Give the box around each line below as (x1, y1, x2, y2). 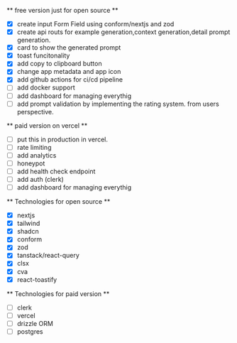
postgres (16, 327, 43, 336)
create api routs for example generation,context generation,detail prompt (16, 28, 231, 36)
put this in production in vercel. (16, 135, 108, 143)
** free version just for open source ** (6, 6, 118, 14)
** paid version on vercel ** (6, 121, 88, 130)
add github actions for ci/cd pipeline (16, 75, 123, 84)
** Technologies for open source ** (6, 197, 111, 206)
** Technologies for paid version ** (6, 289, 110, 298)
